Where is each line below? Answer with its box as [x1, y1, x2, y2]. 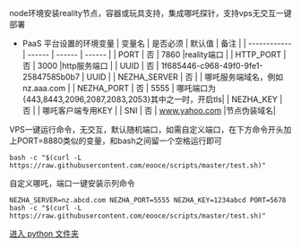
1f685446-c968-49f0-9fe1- [160, 61, 263, 71]
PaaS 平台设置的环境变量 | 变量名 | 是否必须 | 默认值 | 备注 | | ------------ [21, 38, 292, 48]
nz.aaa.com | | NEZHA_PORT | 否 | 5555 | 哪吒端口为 [21, 83, 217, 93]
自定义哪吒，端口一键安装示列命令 [9, 178, 135, 188]
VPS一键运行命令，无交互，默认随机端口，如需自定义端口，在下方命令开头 [9, 124, 284, 134]
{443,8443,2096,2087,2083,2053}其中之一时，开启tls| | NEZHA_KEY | [21, 94, 283, 105]
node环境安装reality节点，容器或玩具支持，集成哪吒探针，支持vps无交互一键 [9, 8, 292, 18]
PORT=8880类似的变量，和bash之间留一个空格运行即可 [16, 135, 222, 146]
